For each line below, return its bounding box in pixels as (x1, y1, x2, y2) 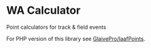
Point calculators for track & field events (6, 23, 106, 31)
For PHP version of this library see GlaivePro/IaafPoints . (6, 35, 146, 42)
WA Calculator (6, 4, 81, 17)
